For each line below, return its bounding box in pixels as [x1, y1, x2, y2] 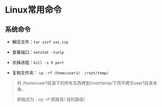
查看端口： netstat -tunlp [12, 49, 65, 55]
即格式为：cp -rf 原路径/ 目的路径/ [16, 96, 85, 102]
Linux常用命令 [5, 4, 62, 15]
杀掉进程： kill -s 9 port [12, 60, 65, 65]
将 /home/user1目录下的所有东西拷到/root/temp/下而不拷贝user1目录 [16, 80, 153, 86]
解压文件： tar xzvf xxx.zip [12, 39, 69, 45]
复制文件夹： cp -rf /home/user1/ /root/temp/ [12, 70, 109, 76]
